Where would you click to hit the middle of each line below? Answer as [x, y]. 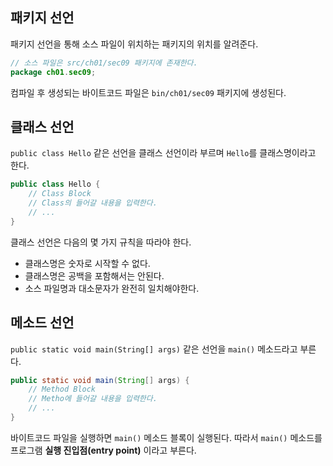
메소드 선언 [42, 323]
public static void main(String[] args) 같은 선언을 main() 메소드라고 [154, 349]
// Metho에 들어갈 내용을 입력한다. [93, 399]
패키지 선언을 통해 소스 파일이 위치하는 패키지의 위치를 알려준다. [134, 44]
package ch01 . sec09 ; [53, 72]
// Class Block [60, 194]
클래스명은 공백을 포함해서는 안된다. [94, 275]
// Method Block [62, 389]
